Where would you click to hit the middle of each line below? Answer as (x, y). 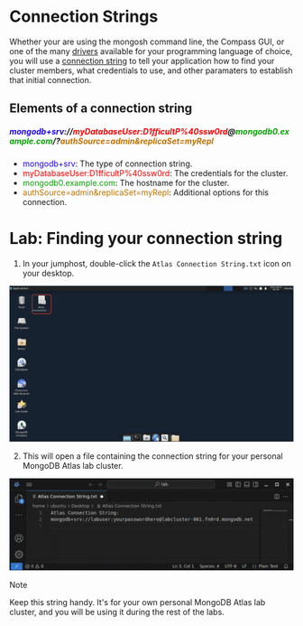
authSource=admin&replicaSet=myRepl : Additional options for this (145, 192)
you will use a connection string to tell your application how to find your (142, 61)
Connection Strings (84, 17)
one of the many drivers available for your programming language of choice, (151, 51)
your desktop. (48, 274)
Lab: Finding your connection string (146, 239)
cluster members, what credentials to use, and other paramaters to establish (151, 70)
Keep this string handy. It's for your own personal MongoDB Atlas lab (138, 603)
